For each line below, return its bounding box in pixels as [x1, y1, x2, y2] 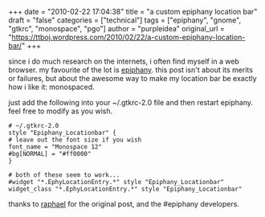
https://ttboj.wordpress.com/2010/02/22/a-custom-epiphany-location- [11, 32, 246, 42]
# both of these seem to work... [8, 171, 120, 179]
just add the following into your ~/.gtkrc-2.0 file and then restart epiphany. [8, 98, 253, 107]
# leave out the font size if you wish [8, 136, 142, 144]
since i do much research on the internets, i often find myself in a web [8, 56, 239, 66]
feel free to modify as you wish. [8, 106, 113, 116]
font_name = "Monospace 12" [8, 143, 103, 151]
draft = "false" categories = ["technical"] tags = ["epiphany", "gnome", [8, 15, 242, 25]
